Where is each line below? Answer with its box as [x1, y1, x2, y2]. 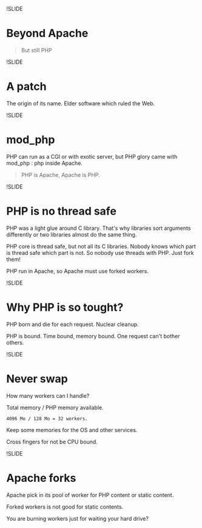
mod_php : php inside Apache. [6, 159, 83, 167]
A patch [6, 80, 47, 94]
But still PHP [21, 46, 53, 54]
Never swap [6, 372, 68, 386]
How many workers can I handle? [6, 392, 90, 399]
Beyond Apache [6, 27, 89, 40]
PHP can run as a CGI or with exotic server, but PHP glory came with [6, 153, 178, 160]
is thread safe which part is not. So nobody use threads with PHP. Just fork [6, 249, 194, 256]
